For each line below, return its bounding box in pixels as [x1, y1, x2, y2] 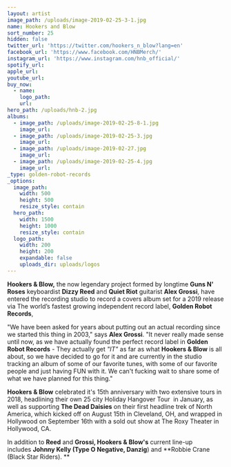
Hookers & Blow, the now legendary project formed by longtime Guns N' [7, 280, 214, 288]
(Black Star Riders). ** [7, 452, 70, 461]
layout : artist [7, 10, 51, 17]
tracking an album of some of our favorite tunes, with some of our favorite [7, 359, 217, 367]
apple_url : [7, 68, 39, 75]
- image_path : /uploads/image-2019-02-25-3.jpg [13, 132, 153, 139]
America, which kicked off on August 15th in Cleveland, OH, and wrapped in [7, 410, 223, 418]
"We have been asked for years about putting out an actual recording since [7, 322, 221, 331]
